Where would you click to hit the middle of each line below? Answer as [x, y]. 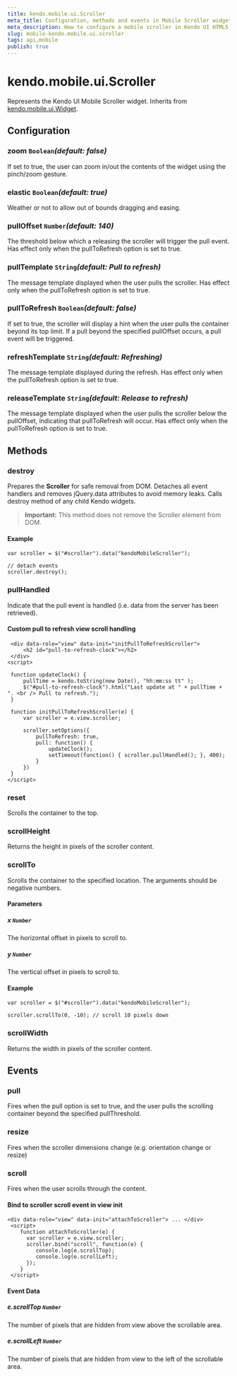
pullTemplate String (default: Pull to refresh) [84, 267]
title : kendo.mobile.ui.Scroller [56, 14]
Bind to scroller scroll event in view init [65, 1204]
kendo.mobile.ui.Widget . [43, 108]
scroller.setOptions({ [56, 730]
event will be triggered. [41, 338]
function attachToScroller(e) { [67, 1232]
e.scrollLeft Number [35, 1341]
